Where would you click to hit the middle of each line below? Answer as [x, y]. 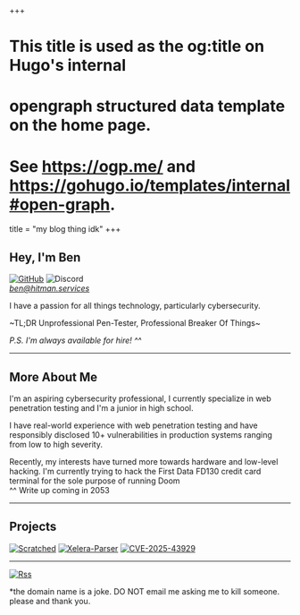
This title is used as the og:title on [137, 47]
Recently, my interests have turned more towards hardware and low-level [144, 461]
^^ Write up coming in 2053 [59, 490]
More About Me [54, 377]
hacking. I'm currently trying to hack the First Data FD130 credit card [135, 471]
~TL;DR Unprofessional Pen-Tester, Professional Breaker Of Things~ [135, 323]
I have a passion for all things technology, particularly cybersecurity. [135, 306]
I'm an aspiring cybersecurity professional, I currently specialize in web [141, 398]
